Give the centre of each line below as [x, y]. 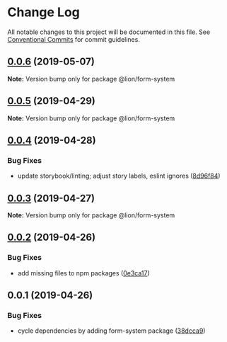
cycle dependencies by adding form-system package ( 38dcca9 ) [111, 331]
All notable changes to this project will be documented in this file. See [109, 32]
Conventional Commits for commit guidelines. [74, 39]
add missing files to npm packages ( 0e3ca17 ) [83, 273]
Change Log [43, 12]
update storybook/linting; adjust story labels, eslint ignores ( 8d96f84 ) [119, 176]
